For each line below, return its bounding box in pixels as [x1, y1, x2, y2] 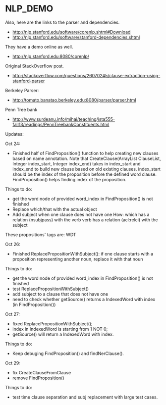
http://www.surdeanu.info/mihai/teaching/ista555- [12, 116, 115, 122]
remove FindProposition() [12, 375, 64, 381]
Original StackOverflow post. [5, 63, 64, 69]
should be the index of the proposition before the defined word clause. [12, 171, 157, 177]
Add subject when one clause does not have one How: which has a [12, 211, 150, 217]
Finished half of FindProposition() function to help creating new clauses [12, 150, 159, 156]
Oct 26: [5, 241, 21, 247]
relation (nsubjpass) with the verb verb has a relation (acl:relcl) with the [12, 216, 158, 223]
